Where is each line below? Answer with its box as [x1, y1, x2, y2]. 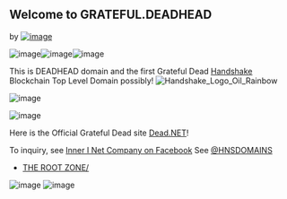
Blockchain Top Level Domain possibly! [9, 75, 154, 86]
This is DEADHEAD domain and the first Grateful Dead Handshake [9, 65, 253, 76]
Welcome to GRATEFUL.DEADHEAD [9, 7, 213, 22]
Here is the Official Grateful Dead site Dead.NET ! [9, 127, 189, 138]
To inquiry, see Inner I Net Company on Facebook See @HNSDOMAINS [9, 144, 274, 155]
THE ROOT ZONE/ [22, 161, 90, 173]
